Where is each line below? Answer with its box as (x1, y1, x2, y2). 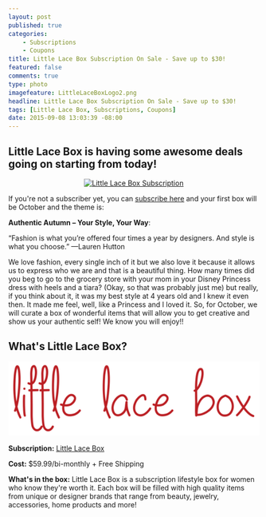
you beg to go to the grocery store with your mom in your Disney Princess (8, 274, 251, 284)
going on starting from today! (8, 157, 158, 171)
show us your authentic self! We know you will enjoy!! (8, 316, 185, 326)
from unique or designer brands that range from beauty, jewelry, (8, 491, 219, 501)
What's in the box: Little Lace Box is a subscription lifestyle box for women (8, 475, 255, 484)
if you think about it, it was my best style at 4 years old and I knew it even (8, 291, 249, 300)
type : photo (8, 80, 48, 88)
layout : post (8, 13, 52, 21)
